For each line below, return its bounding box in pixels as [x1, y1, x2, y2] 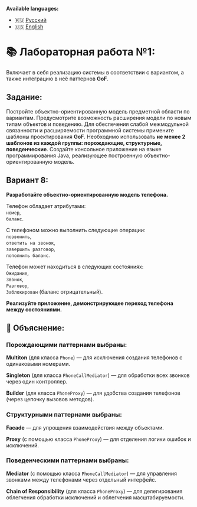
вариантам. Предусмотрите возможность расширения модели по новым [6, 114, 192, 121]
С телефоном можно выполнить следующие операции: [6, 226, 146, 233]
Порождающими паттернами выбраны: [6, 340, 127, 349]
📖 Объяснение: [6, 323, 65, 333]
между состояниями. [6, 305, 62, 313]
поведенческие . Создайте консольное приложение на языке [6, 145, 162, 152]
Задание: [6, 92, 42, 102]
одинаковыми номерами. [6, 360, 71, 368]
